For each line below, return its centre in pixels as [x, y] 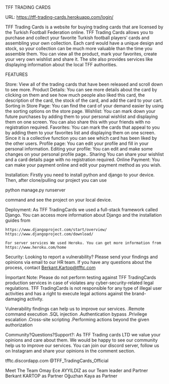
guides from [18, 220]
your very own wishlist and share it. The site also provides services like [79, 59]
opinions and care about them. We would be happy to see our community [81, 340]
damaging [16, 299]
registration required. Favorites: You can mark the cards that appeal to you [82, 127]
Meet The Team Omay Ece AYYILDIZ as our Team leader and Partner [77, 370]
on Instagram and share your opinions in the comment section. [70, 351]
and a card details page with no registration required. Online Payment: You [82, 160]
